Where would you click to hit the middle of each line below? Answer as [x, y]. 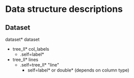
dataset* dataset [23, 39]
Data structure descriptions [64, 9]
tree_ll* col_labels [31, 49]
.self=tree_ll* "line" [39, 65]
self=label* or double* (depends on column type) [78, 70]
